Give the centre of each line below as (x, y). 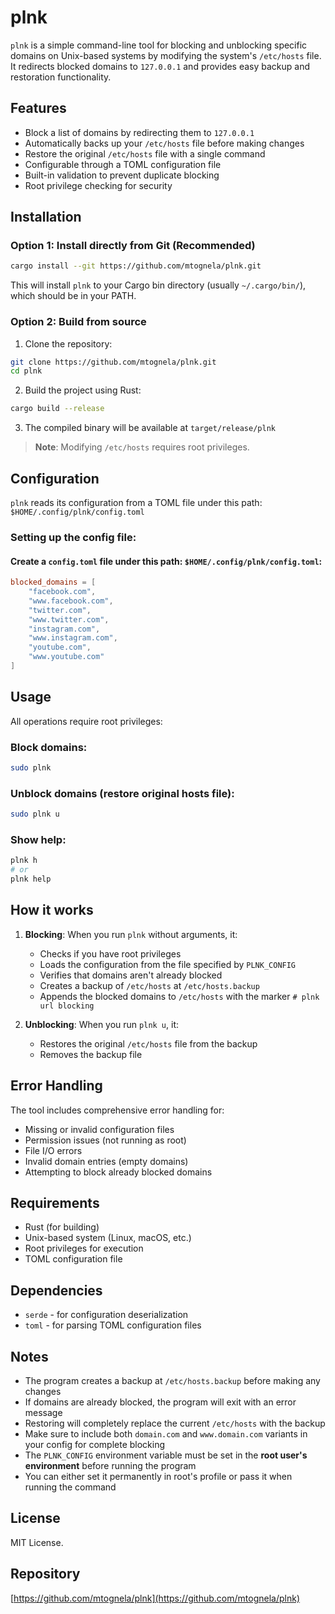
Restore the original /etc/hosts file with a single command (145, 153)
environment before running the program (110, 1466)
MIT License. (37, 1542)
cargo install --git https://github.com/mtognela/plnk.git (136, 266)
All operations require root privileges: (86, 721)
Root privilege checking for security (98, 185)
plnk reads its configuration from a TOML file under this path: (136, 503)
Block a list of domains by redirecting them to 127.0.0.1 (139, 132)
